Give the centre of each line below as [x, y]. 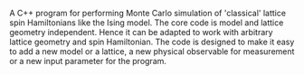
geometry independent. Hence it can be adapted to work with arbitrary [141, 32]
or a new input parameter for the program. [88, 61]
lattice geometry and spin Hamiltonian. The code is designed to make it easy [152, 42]
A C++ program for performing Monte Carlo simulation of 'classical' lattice [148, 13]
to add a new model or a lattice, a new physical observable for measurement [152, 52]
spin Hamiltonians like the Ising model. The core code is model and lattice [147, 23]
